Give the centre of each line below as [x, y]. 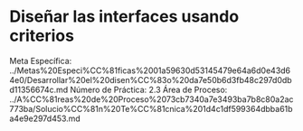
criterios [42, 36]
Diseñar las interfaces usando [124, 17]
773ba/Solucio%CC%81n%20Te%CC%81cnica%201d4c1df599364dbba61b [151, 108]
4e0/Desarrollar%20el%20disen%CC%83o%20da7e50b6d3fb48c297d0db [151, 80]
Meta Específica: [41, 61]
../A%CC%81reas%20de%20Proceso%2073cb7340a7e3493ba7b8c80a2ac [151, 99]
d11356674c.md [39, 89]
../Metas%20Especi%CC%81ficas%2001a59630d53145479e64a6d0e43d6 [150, 70]
